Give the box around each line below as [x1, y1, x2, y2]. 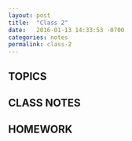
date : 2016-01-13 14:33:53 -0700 [8, 26, 125, 34]
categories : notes [8, 33, 68, 42]
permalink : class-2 [8, 41, 72, 49]
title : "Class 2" [8, 19, 68, 27]
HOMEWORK [8, 123, 73, 136]
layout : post [8, 11, 51, 20]
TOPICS [8, 70, 47, 83]
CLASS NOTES [8, 96, 81, 110]
